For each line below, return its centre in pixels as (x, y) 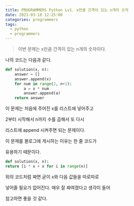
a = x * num (37, 88)
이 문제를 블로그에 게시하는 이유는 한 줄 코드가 (51, 141)
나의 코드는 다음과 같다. (29, 60)
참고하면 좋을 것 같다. (26, 198)
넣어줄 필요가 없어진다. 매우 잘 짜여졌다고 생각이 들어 (58, 188)
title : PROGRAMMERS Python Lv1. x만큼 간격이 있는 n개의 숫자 (67, 10)
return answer (29, 98)
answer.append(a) (42, 93)
